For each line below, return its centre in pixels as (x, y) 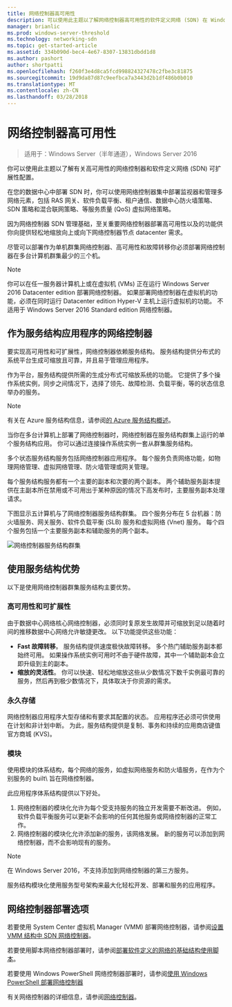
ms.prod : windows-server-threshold (58, 33)
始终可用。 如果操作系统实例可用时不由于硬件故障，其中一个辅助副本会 (118, 655)
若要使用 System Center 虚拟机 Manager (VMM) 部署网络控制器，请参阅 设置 (116, 927)
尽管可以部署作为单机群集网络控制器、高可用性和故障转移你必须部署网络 (110, 247)
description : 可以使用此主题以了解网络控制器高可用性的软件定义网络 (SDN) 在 (108, 20)
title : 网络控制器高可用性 (41, 13)
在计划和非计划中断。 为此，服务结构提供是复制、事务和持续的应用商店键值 (114, 725)
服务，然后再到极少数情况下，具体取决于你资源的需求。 (96, 680)
